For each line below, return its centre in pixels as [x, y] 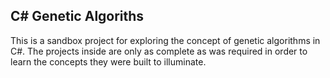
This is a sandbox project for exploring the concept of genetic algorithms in [165, 40]
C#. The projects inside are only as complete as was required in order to [159, 51]
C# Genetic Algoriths [77, 16]
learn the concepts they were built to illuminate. [108, 61]
